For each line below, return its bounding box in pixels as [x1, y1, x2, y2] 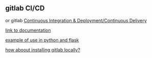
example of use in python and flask [5, 37, 79, 43]
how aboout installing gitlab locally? [5, 46, 81, 52]
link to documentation [5, 27, 51, 33]
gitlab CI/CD [5, 4, 45, 13]
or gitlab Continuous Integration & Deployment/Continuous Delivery [5, 17, 147, 23]
